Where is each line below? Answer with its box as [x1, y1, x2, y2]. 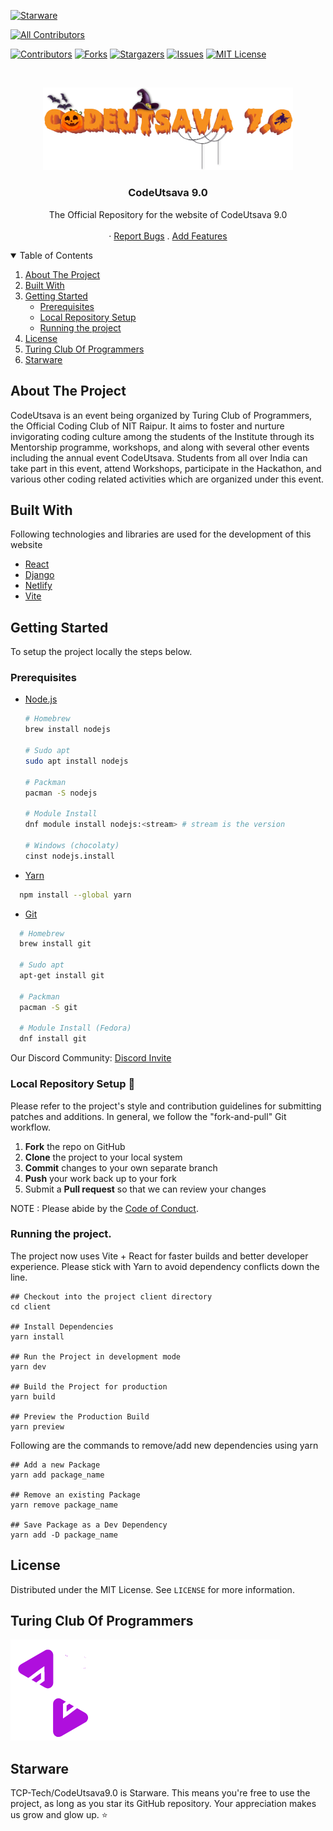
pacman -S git [19, 1002, 78, 1012]
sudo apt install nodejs [24, 756, 129, 766]
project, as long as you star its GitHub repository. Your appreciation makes [10, 1798, 317, 1810]
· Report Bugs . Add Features [108, 230, 228, 242]
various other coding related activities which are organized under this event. [10, 473, 325, 485]
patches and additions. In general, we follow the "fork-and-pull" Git [10, 1110, 287, 1122]
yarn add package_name [10, 1470, 105, 1480]
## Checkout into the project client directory [10, 1291, 213, 1302]
